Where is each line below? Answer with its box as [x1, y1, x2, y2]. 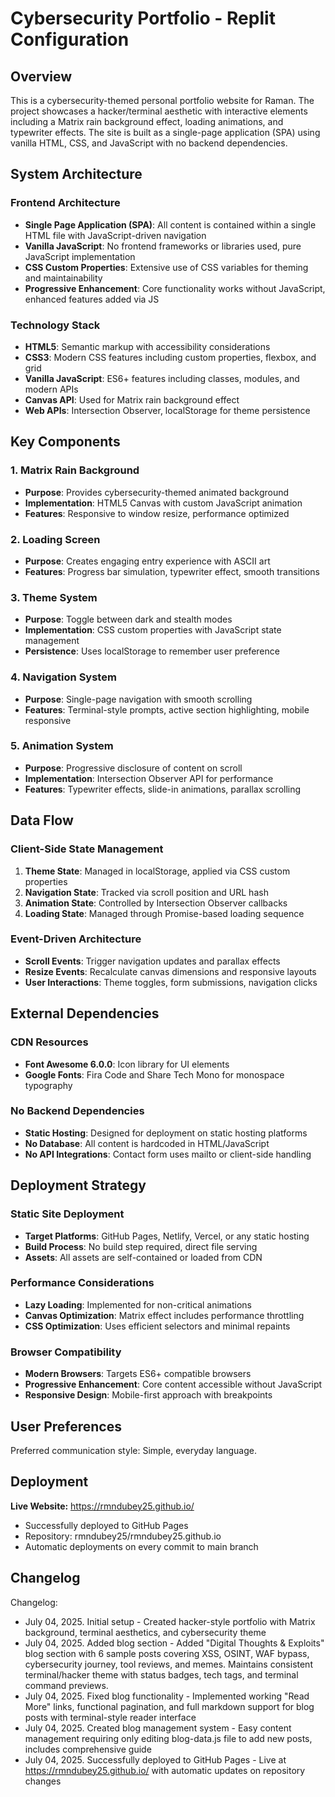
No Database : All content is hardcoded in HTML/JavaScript [24, 1137, 270, 1149]
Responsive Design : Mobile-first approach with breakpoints [24, 1389, 273, 1401]
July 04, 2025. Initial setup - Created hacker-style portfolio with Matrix [24, 1615, 316, 1627]
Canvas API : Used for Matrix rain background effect [24, 393, 240, 406]
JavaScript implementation [24, 250, 136, 262]
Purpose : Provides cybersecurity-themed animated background [24, 486, 290, 498]
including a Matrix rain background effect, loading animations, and [10, 116, 284, 127]
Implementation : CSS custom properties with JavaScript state [24, 624, 282, 636]
